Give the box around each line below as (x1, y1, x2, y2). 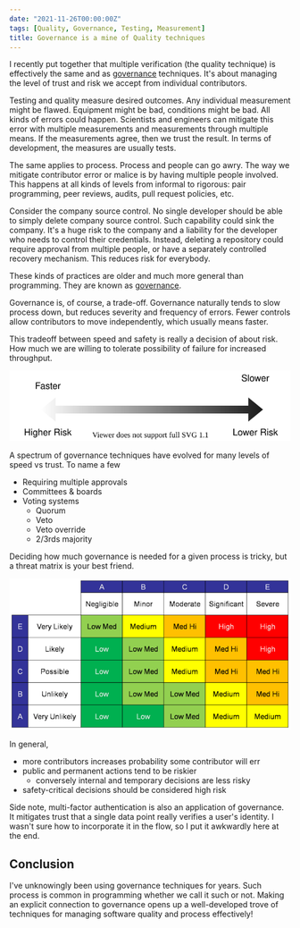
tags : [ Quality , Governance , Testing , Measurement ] (9, 23, 205, 33)
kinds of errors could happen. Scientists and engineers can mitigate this (9, 114, 274, 125)
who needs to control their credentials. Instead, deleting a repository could (9, 234, 284, 245)
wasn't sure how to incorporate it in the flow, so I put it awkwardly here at (9, 821, 279, 831)
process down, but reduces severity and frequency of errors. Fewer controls (9, 307, 291, 317)
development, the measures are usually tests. (9, 143, 177, 154)
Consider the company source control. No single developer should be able (9, 206, 283, 216)
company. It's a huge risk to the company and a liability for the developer (9, 224, 279, 236)
